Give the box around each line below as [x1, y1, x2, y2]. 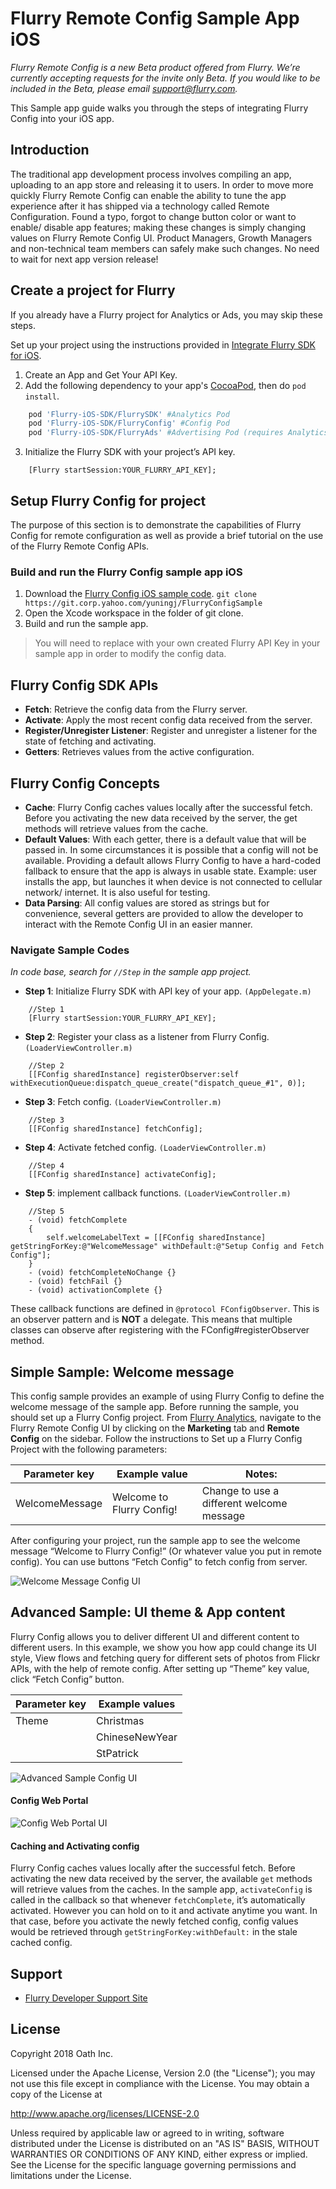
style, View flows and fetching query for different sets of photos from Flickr [10, 1652, 321, 1664]
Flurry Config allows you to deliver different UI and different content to [10, 1630, 300, 1642]
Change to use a [201, 1484, 280, 1498]
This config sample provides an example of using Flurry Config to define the [10, 1390, 325, 1402]
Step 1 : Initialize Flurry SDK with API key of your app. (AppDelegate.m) [24, 985, 312, 997]
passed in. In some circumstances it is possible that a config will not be [24, 843, 319, 856]
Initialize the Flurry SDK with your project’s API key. [24, 446, 236, 458]
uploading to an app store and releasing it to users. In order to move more [10, 178, 314, 191]
